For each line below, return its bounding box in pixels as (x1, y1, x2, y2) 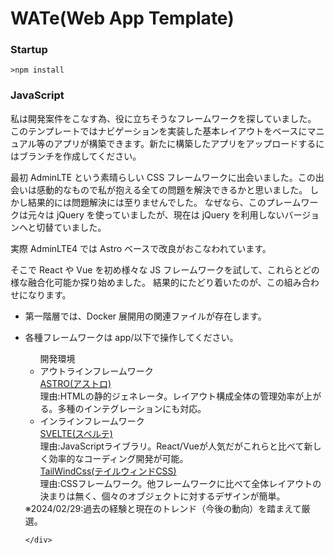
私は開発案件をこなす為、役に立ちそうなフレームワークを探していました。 (10, 112, 317, 124)
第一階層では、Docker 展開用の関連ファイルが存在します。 (24, 310, 267, 322)
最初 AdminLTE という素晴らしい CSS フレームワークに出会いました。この (10, 171, 316, 183)
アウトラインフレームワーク (39, 365, 154, 377)
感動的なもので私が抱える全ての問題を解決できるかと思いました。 (36, 183, 308, 196)
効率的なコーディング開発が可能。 (48, 452, 189, 464)
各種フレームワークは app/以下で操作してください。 (24, 331, 239, 343)
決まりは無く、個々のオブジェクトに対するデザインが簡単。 (39, 490, 286, 502)
